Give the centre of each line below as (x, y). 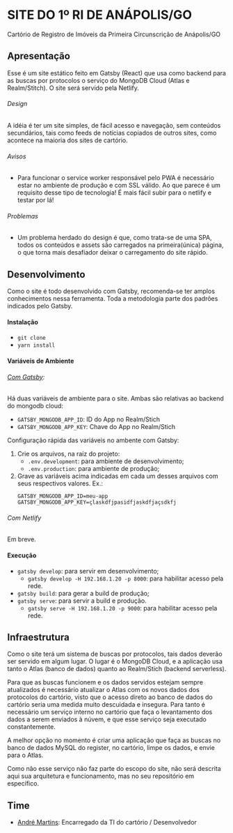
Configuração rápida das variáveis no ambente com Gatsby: (93, 440)
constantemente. (31, 727)
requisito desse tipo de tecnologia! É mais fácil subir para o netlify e (114, 193)
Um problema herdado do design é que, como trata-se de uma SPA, (114, 238)
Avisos (17, 156)
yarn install (36, 345)
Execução (22, 555)
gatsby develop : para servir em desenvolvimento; (88, 571)
